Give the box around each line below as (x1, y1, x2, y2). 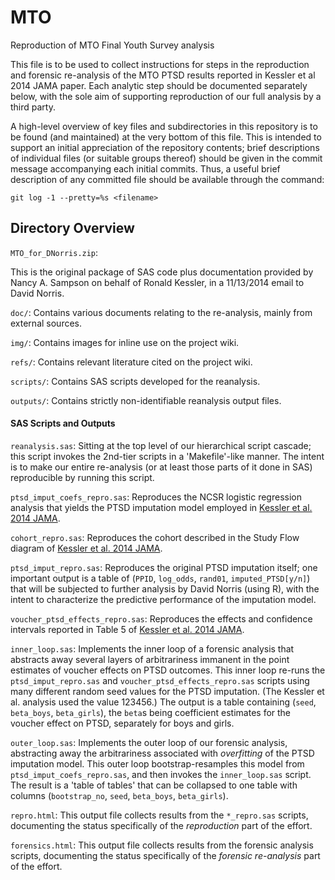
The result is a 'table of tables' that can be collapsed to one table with (10, 779, 298, 791)
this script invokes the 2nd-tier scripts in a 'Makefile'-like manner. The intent (10, 450, 325, 462)
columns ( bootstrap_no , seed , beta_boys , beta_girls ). (10, 789, 229, 801)
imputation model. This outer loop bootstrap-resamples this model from (10, 757, 305, 770)
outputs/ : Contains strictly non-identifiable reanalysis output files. (10, 394, 282, 406)
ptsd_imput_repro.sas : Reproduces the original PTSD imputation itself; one (10, 561, 318, 573)
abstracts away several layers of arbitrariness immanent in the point (10, 653, 290, 665)
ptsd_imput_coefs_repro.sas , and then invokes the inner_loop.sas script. (10, 768, 312, 780)
